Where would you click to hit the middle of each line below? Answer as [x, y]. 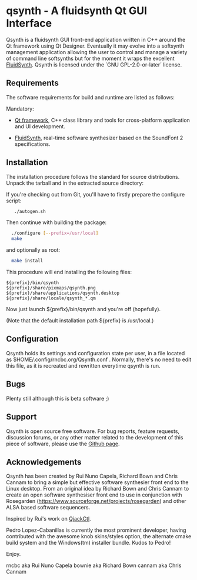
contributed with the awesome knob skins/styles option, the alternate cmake [99, 536]
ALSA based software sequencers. [48, 508]
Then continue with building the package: [56, 222]
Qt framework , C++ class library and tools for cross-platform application [102, 120]
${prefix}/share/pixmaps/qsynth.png [51, 288]
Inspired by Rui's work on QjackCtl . [49, 519]
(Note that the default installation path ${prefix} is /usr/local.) [80, 321]
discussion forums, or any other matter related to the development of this [95, 437]
